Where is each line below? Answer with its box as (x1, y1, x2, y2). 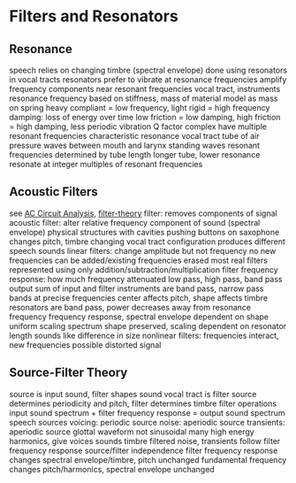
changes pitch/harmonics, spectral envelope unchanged (9, 464, 215, 474)
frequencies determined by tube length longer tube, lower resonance (9, 149, 261, 160)
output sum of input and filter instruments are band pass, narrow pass (9, 283, 264, 294)
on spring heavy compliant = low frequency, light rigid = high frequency (9, 103, 270, 112)
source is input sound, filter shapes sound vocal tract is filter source (9, 388, 257, 399)
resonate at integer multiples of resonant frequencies (9, 159, 203, 169)
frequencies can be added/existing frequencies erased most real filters (9, 255, 268, 265)
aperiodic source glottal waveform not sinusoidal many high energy (9, 426, 254, 437)
